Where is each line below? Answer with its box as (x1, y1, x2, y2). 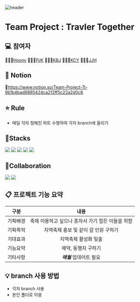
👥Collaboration (5, 161, 51, 170)
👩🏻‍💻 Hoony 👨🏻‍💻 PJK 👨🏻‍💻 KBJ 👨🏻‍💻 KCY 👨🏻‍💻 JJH (5, 57, 97, 63)
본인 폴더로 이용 (12, 291, 42, 298)
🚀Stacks (5, 134, 30, 143)
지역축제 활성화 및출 (59, 236, 103, 242)
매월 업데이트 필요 (62, 254, 100, 261)
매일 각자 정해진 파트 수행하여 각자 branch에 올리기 (12, 120, 109, 126)
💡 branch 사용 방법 (5, 272, 59, 280)
